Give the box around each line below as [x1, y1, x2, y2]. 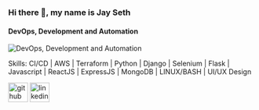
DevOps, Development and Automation [8, 27, 139, 36]
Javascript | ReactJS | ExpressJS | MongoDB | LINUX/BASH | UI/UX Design [8, 67, 252, 76]
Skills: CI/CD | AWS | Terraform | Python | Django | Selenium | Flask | [8, 59, 230, 69]
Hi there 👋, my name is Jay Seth [8, 7, 131, 18]
